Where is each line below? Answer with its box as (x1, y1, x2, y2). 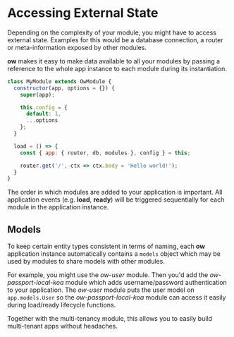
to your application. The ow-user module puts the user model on (7, 286, 195, 294)
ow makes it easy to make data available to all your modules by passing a (7, 56, 221, 65)
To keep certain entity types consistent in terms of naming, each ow (7, 242, 206, 251)
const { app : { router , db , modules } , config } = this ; (20, 149, 191, 157)
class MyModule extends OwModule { (7, 78, 112, 85)
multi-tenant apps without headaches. (7, 322, 118, 331)
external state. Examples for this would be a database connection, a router (7, 35, 223, 44)
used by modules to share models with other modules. (7, 257, 166, 266)
